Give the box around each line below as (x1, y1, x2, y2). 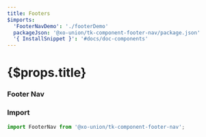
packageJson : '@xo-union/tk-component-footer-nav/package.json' (13, 29, 201, 36)
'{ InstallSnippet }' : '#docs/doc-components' (13, 36, 149, 42)
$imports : (7, 16, 36, 23)
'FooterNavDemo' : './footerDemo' (13, 23, 109, 29)
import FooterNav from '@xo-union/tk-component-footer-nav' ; (7, 123, 185, 130)
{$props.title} (7, 65, 87, 81)
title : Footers (7, 10, 51, 17)
